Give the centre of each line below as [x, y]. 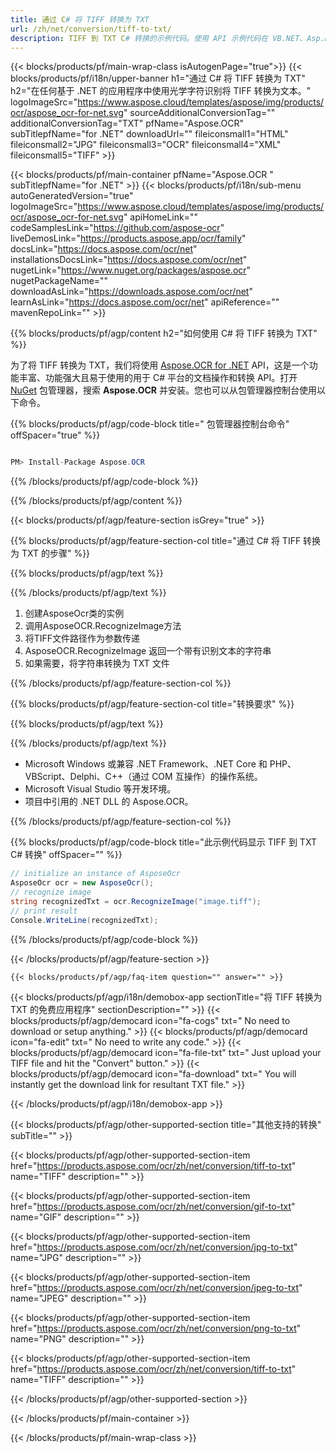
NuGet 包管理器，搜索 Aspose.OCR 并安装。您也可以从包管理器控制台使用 [163, 390]
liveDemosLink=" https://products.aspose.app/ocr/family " [128, 238]
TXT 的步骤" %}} [56, 553]
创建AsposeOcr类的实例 [74, 613]
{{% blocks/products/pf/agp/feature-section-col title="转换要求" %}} [152, 704]
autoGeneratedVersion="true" [72, 196]
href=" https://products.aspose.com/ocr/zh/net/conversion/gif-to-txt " [153, 1206]
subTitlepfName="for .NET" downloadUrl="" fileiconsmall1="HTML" [149, 134]
